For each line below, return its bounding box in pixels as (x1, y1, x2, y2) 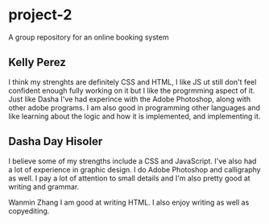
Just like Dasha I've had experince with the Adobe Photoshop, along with (8, 94, 251, 104)
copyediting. (8, 205, 50, 215)
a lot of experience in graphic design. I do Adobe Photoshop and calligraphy (8, 164, 261, 174)
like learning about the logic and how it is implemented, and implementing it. (8, 111, 261, 121)
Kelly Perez (8, 56, 67, 69)
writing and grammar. (8, 181, 80, 191)
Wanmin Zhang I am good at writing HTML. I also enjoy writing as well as (8, 197, 250, 207)
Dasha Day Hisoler (8, 135, 103, 148)
